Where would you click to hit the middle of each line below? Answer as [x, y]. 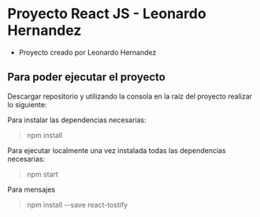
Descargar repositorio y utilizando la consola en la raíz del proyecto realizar [130, 96]
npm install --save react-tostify [77, 204]
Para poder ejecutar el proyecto [87, 77]
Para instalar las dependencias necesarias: [77, 120]
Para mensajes [32, 189]
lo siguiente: [27, 104]
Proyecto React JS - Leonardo [107, 14]
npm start [42, 174]
